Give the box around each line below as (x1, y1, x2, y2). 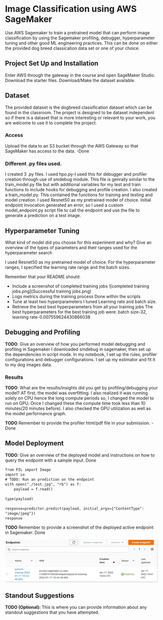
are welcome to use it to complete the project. (5, 120, 97, 126)
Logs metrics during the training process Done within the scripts (12, 293, 141, 299)
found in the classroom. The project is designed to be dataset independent (5, 109, 154, 115)
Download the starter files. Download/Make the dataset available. (5, 77, 136, 83)
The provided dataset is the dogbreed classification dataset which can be (5, 104, 152, 110)
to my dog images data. (5, 362, 52, 368)
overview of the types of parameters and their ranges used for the (5, 244, 137, 251)
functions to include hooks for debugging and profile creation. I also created (5, 187, 158, 193)
